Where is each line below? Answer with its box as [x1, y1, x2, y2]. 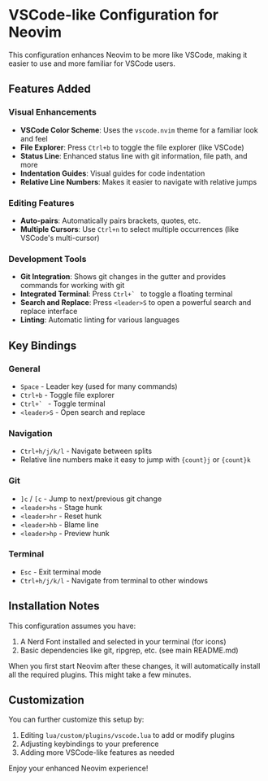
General [8, 363, 41, 374]
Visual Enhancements [8, 107, 97, 118]
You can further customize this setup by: [8, 714, 145, 725]
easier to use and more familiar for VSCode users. [8, 59, 176, 68]
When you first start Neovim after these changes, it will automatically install [8, 661, 261, 670]
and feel [19, 133, 48, 143]
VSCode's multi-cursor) [19, 233, 100, 242]
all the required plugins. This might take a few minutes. [8, 670, 192, 679]
